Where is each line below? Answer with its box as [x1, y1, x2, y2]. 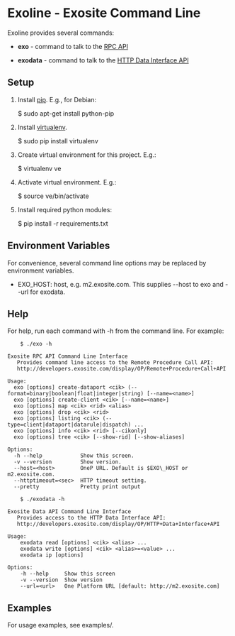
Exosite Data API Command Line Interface [7, 508, 132, 515]
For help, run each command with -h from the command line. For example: [7, 327, 224, 335]
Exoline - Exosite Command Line [7, 5, 201, 21]
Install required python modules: [17, 205, 112, 214]
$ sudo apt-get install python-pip [17, 109, 115, 118]
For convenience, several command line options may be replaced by [7, 258, 207, 267]
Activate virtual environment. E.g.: [17, 177, 117, 186]
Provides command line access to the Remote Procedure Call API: [16, 359, 214, 366]
